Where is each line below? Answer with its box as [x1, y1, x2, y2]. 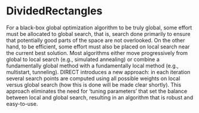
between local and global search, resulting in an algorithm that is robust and [6, 94, 193, 101]
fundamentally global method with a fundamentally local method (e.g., [6, 62, 179, 69]
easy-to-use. [6, 100, 38, 107]
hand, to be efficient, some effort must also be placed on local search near [6, 43, 190, 50]
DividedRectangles [6, 4, 103, 18]
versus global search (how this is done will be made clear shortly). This [6, 81, 182, 88]
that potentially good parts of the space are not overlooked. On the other [6, 36, 185, 44]
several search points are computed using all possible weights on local [6, 75, 180, 82]
